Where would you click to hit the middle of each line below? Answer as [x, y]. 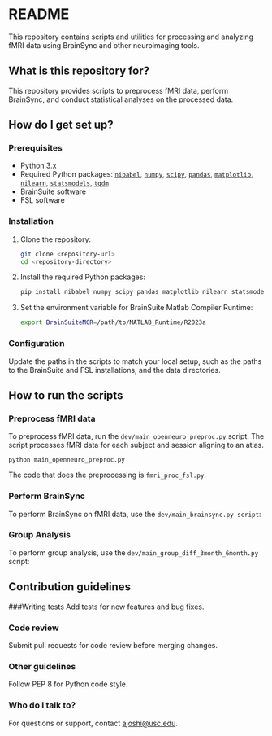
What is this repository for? [79, 71]
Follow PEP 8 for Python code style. [68, 684]
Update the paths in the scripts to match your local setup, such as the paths [135, 361]
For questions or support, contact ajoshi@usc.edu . [93, 723]
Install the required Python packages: [83, 277]
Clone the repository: [56, 239]
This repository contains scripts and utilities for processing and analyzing [131, 37]
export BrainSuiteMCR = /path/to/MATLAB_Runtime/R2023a [113, 322]
